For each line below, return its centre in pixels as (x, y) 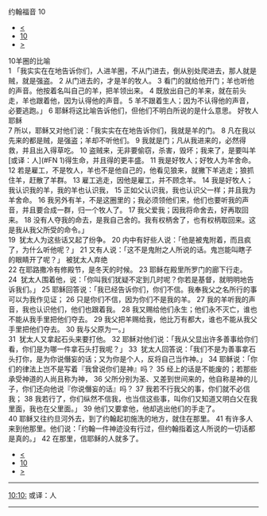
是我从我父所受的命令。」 (48, 230)
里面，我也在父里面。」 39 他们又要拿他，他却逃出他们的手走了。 (114, 409)
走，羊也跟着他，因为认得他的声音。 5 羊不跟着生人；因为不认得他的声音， (131, 101)
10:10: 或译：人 (33, 495)
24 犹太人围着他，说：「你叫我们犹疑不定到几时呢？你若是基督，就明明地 (128, 279)
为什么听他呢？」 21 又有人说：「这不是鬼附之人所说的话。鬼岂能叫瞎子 (137, 250)
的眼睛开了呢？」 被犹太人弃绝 (58, 260)
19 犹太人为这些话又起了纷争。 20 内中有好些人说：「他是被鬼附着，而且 (126, 240)
